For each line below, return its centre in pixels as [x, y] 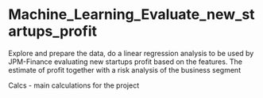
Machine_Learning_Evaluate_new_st [132, 15]
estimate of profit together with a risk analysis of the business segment [124, 70]
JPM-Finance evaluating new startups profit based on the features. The [125, 62]
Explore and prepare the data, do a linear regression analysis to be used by [131, 53]
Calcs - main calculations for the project [74, 85]
